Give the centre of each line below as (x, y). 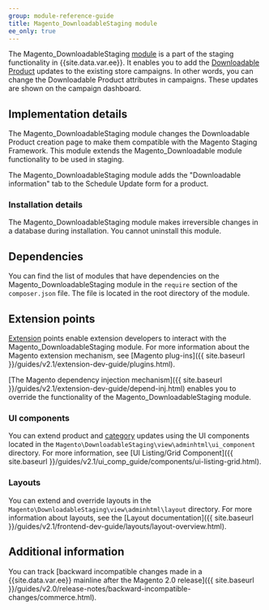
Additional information (66, 552)
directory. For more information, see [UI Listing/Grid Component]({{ (121, 453)
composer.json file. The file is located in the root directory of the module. (129, 294)
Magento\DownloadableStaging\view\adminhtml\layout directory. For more (130, 509)
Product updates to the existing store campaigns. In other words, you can (131, 71)
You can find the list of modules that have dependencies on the (114, 276)
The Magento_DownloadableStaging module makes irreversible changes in (134, 222)
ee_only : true (32, 31)
